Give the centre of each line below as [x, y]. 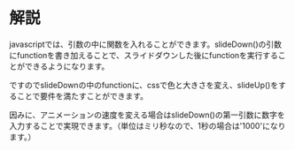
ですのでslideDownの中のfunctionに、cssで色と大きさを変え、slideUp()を [144, 85]
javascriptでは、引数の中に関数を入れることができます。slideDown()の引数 [145, 44]
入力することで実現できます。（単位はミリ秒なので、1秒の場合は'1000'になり [147, 125]
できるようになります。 [67, 66]
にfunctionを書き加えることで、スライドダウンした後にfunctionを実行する [144, 55]
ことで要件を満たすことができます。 [82, 96]
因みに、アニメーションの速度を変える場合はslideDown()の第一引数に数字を [147, 115]
